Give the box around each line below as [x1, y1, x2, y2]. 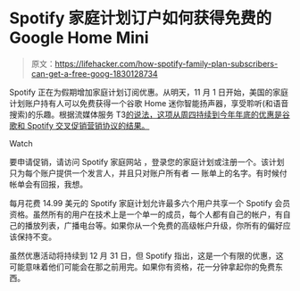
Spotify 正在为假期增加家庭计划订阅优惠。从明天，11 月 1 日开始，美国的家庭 [9, 87, 288, 97]
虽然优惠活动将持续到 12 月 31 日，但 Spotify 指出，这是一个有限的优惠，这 [9, 250, 284, 261]
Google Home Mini [9, 28, 149, 48]
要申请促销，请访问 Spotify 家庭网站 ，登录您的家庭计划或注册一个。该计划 [9, 156, 285, 167]
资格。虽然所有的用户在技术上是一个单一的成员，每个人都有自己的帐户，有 [9, 209, 283, 220]
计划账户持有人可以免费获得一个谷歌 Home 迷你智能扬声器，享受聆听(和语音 [9, 97, 289, 108]
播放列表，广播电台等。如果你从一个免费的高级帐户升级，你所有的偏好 [24, 220, 283, 230]
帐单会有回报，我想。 [9, 179, 87, 189]
